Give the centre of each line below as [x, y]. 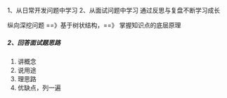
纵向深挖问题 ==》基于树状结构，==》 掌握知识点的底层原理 [94, 25]
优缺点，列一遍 [39, 87]
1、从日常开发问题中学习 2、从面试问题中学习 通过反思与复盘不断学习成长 [114, 10]
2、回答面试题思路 [34, 42]
